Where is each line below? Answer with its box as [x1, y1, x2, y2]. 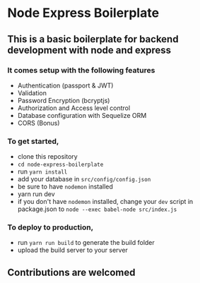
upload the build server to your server [17, 246, 129, 255]
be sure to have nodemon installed [17, 182, 113, 191]
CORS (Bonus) [17, 119, 60, 127]
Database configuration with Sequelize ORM [17, 111, 147, 119]
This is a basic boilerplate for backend [7, 33, 179, 45]
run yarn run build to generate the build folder [17, 239, 155, 247]
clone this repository [17, 152, 78, 161]
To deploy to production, [7, 222, 94, 232]
